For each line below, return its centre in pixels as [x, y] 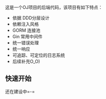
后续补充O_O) [26, 61]
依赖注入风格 [25, 24]
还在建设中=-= [20, 92]
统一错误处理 [25, 43]
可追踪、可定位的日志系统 [39, 55]
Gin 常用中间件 [27, 37]
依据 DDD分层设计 [31, 18]
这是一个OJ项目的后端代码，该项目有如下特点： [54, 7]
